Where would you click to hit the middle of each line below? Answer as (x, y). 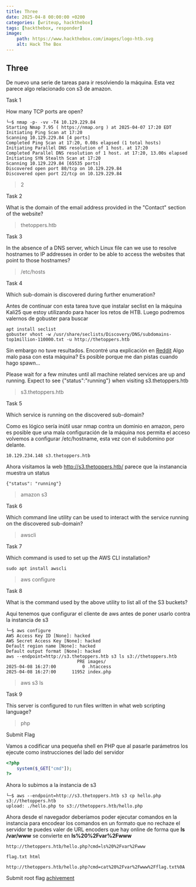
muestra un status (28, 473)
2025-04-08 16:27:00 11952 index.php (59, 672)
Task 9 (14, 694)
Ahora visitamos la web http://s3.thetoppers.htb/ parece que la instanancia (97, 466)
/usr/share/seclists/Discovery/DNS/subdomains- (112, 334)
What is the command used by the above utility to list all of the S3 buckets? (97, 602)
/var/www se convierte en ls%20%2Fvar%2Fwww (69, 836)
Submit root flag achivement (40, 878)
